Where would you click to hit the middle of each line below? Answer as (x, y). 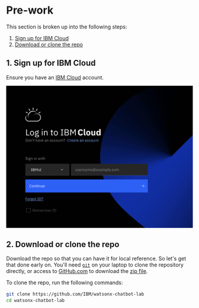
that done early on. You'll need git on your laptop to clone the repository (95, 265)
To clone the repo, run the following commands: (65, 283)
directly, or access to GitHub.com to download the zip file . (77, 271)
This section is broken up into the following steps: (67, 27)
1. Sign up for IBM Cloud (51, 63)
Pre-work (30, 10)
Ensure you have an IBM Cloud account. (55, 77)
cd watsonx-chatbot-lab (36, 301)
